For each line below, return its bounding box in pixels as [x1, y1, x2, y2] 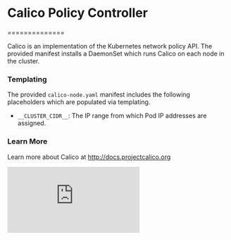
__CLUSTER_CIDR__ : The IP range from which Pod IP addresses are [17, 111, 207, 120]
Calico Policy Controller [7, 5, 148, 21]
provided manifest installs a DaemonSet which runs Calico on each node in [7, 49, 225, 58]
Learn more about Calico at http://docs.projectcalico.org [7, 153, 171, 161]
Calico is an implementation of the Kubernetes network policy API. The [7, 42, 213, 50]
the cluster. [7, 56, 40, 65]
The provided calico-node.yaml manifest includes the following [7, 90, 190, 99]
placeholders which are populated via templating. [7, 98, 151, 106]
